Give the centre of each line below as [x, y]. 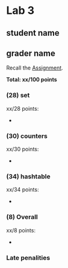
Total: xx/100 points [32, 80]
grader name [31, 53]
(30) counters [27, 136]
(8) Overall [22, 217]
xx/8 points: [21, 230]
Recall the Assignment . [35, 68]
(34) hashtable [28, 176]
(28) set [18, 96]
